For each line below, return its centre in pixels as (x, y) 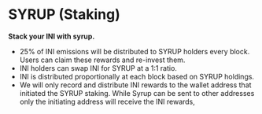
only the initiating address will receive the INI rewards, (107, 101)
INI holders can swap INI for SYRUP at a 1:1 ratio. (98, 68)
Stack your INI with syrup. (52, 36)
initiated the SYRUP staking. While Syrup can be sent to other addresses (137, 93)
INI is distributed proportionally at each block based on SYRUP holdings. (137, 76)
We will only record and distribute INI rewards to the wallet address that (135, 85)
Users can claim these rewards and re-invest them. (102, 60)
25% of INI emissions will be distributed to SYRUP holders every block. (135, 51)
